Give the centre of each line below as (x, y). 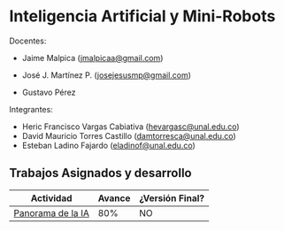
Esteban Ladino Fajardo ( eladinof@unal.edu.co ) (109, 145)
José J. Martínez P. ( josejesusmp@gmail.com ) (107, 75)
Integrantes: (31, 109)
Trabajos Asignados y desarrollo (100, 173)
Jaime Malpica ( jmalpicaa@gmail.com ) (92, 58)
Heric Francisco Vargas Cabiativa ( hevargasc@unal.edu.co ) (131, 127)
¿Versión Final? (172, 198)
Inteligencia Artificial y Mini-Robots (142, 16)
